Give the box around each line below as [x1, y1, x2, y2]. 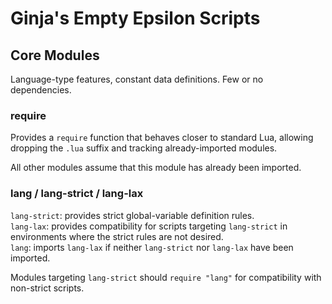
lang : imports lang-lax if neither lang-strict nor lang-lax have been [10, 241, 294, 253]
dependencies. [10, 84, 72, 96]
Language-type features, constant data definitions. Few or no [10, 73, 264, 85]
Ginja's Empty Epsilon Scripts [10, 7, 261, 30]
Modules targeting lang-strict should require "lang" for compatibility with [10, 271, 322, 283]
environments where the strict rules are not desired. [10, 230, 224, 242]
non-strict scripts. [10, 282, 85, 294]
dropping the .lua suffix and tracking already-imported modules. [10, 142, 278, 154]
